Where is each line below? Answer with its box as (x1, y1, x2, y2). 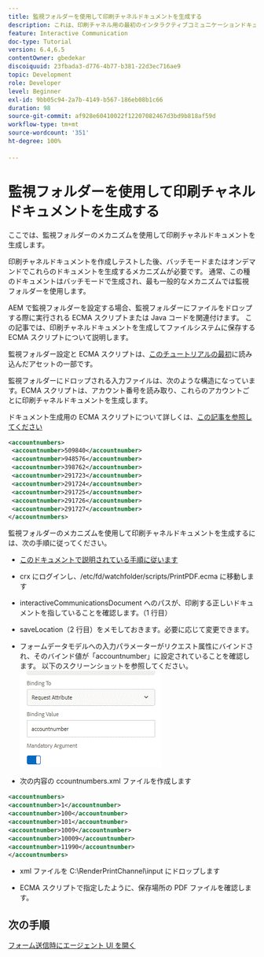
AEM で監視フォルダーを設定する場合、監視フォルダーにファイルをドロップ (8, 303, 253, 312)
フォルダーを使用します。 (8, 286, 90, 295)
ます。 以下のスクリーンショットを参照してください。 (19, 661, 192, 671)
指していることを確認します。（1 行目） (46, 608, 172, 618)
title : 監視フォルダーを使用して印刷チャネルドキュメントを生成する (8, 13, 203, 20)
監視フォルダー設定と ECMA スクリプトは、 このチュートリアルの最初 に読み (8, 349, 253, 358)
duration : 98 (8, 104, 51, 112)
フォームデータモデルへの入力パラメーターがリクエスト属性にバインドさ (19, 641, 254, 651)
